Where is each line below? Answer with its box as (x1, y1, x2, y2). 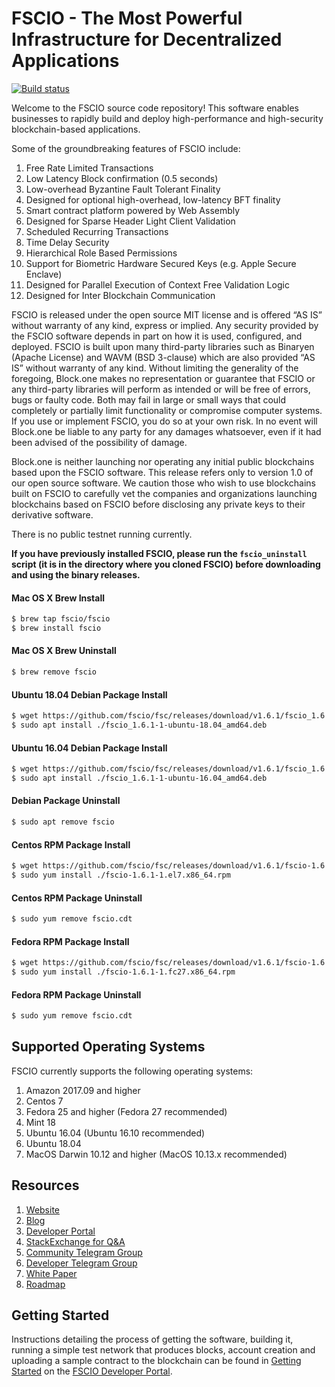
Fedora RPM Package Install (11, 935, 130, 947)
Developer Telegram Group (25, 1257, 138, 1269)
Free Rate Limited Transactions (25, 162, 154, 174)
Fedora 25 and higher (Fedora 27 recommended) (25, 1105, 228, 1117)
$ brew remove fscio (11, 667, 98, 677)
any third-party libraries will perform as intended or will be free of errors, (11, 383, 311, 395)
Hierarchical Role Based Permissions (25, 247, 178, 259)
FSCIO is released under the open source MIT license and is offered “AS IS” (11, 308, 323, 321)
